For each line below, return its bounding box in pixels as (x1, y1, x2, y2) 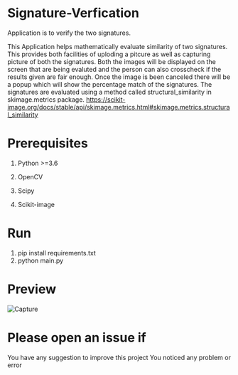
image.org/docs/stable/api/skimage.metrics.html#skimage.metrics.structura (7, 102, 230, 111)
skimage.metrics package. (7, 95, 85, 104)
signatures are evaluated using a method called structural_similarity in (7, 88, 212, 96)
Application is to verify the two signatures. (7, 28, 131, 37)
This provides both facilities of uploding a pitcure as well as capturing (7, 50, 211, 58)
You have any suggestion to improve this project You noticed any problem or (7, 353, 231, 361)
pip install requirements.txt (17, 248, 96, 257)
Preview (7, 281, 57, 297)
